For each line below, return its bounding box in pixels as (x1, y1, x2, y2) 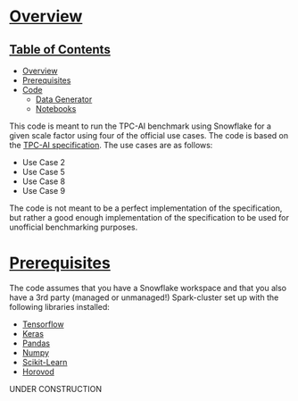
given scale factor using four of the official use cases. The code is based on (9, 130, 289, 140)
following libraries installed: (9, 301, 110, 312)
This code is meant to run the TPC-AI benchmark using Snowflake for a (9, 121, 272, 131)
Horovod (21, 366, 55, 377)
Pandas (21, 338, 51, 348)
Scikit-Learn (21, 356, 68, 367)
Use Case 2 (21, 157, 65, 167)
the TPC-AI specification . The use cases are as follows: (9, 140, 213, 150)
